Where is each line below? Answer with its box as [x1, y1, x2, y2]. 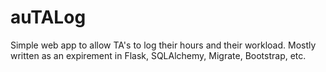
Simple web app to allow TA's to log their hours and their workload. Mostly [10, 39, 317, 51]
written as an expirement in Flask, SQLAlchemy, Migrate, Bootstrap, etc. [10, 49, 307, 61]
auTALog [10, 6, 87, 29]
